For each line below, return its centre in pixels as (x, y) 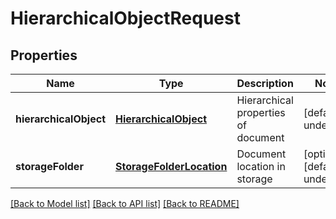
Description (265, 83)
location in (261, 166)
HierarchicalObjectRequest (125, 18)
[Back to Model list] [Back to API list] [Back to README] (125, 203)
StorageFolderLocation (171, 166)
